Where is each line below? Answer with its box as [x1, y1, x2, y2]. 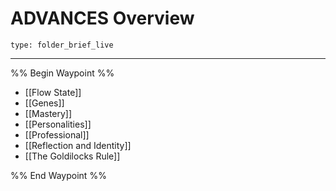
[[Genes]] [24, 97, 65, 109]
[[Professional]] [24, 128, 90, 141]
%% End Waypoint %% [10, 169, 107, 181]
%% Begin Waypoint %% [10, 67, 115, 79]
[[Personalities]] [24, 118, 92, 130]
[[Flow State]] [24, 86, 82, 98]
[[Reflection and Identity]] [24, 139, 132, 151]
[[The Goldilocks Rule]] [24, 150, 121, 162]
